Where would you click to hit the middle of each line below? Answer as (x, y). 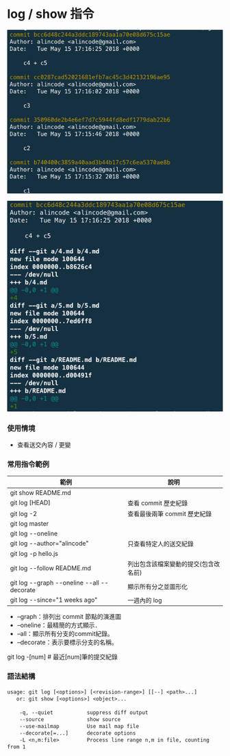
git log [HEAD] (30, 503)
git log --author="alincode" (49, 544)
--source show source (70, 719)
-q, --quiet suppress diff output (84, 712)
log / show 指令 (51, 14)
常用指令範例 (28, 464)
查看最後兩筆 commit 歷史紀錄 (170, 514)
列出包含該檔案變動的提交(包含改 (174, 564)
